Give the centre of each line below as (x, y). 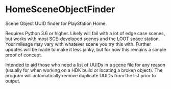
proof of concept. (24, 55)
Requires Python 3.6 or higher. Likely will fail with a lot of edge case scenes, (85, 33)
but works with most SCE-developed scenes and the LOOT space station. (83, 39)
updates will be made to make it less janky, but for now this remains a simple (86, 49)
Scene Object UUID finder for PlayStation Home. (56, 23)
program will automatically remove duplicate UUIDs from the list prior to (81, 75)
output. (13, 81)
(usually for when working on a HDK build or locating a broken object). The (84, 70)
